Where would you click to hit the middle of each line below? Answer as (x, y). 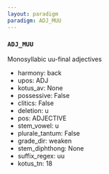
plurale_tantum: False (48, 133)
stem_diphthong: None (51, 148)
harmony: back (40, 72)
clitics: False (36, 103)
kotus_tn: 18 (35, 163)
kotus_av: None (40, 88)
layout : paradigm (33, 14)
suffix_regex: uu (41, 156)
